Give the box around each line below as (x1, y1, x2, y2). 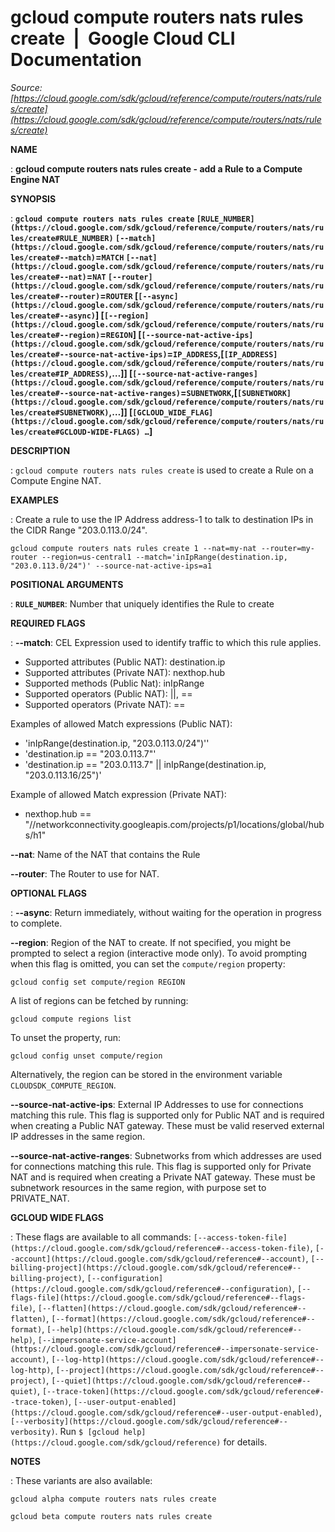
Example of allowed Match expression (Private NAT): (10, 788, 227, 800)
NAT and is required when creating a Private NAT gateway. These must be (10, 1171, 316, 1183)
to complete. (10, 917, 63, 929)
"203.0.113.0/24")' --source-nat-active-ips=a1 (10, 561, 213, 571)
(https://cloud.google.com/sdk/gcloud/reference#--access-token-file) (10, 1243, 311, 1253)
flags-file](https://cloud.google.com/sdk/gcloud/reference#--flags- (10, 1292, 307, 1303)
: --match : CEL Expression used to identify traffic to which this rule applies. (10, 636, 322, 648)
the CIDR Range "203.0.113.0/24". (10, 524, 148, 536)
